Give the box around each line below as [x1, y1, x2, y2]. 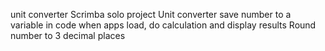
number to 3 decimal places [10, 30, 126, 41]
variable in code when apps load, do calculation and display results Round [10, 19, 317, 31]
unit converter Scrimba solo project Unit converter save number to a [10, 9, 292, 20]
